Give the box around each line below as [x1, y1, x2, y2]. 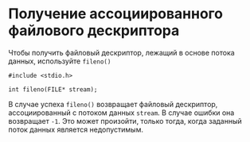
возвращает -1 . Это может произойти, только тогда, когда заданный [8, 116, 243, 125]
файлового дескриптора [8, 21, 180, 40]
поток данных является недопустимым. [8, 125, 143, 134]
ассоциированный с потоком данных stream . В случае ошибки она [8, 108, 235, 117]
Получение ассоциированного [8, 5, 223, 23]
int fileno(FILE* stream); [8, 85, 98, 94]
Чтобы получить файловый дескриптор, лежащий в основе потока [8, 48, 235, 57]
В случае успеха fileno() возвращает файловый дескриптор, [8, 99, 218, 109]
